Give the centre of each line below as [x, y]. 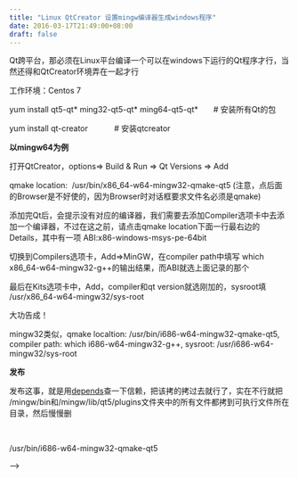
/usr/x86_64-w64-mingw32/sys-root [77, 297]
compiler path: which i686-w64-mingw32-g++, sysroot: [112, 344]
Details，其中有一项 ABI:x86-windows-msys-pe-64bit [108, 238]
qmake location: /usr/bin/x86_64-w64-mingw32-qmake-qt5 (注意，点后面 [146, 185]
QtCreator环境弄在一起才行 [89, 71]
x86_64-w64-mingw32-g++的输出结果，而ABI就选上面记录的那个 [129, 268]
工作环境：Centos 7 [45, 91]
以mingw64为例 [39, 147]
